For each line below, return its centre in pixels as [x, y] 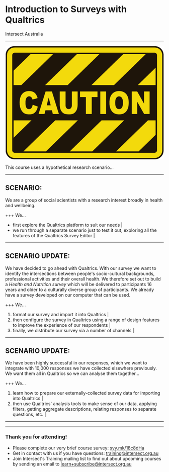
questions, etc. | [29, 414]
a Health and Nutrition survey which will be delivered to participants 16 [78, 284]
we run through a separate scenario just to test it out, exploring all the [84, 230]
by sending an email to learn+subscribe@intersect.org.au [72, 464]
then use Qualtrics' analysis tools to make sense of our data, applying [85, 404]
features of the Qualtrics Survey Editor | [54, 235]
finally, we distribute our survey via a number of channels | [73, 330]
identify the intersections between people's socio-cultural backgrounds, [80, 273]
